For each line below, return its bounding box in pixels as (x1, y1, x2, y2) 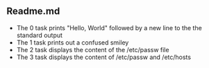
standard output (16, 31, 63, 39)
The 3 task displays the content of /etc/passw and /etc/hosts (16, 53, 192, 61)
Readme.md (6, 5, 60, 17)
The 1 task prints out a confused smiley (16, 38, 129, 47)
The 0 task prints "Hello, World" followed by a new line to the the (16, 23, 202, 32)
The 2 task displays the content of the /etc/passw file (16, 45, 169, 54)
